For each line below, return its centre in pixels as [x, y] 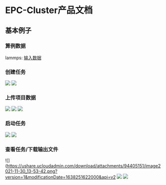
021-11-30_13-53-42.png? [31, 171]
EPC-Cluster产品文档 [49, 10]
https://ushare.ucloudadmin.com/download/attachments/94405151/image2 [84, 166]
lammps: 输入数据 [23, 58]
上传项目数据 [21, 98]
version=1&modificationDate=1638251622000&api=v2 [61, 177]
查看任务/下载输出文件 [32, 149]
